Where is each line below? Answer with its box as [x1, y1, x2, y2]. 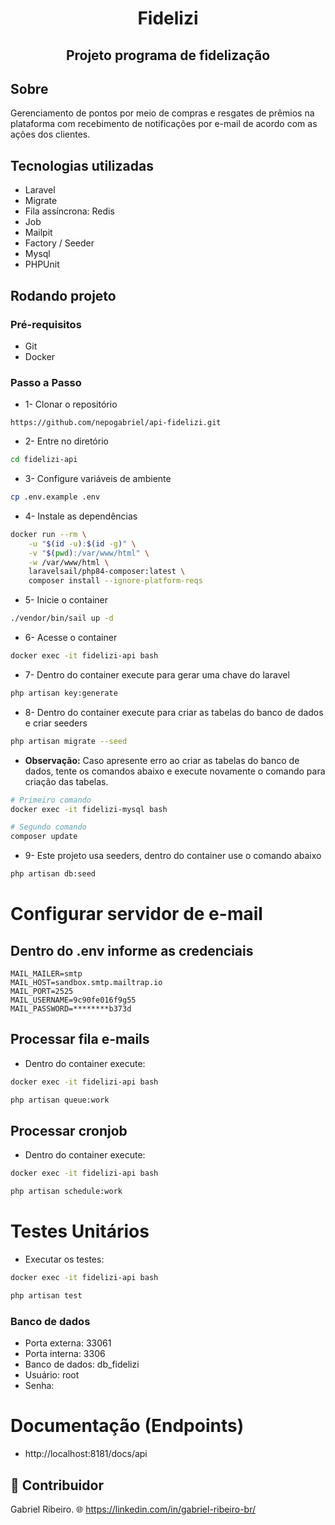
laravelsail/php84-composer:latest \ [28, 567, 186, 577]
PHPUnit [24, 258, 60, 271]
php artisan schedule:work [10, 1187, 123, 1197]
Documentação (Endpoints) [10, 1415, 245, 1437]
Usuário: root [24, 1369, 80, 1381]
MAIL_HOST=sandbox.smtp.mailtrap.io [10, 978, 163, 988]
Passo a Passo [10, 375, 82, 389]
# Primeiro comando [10, 795, 92, 805]
